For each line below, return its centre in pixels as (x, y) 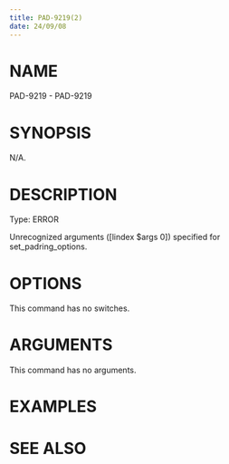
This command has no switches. (70, 308)
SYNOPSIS (51, 133)
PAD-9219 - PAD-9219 (51, 96)
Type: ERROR (34, 219)
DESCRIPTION (63, 194)
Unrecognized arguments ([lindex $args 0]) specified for (115, 237)
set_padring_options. (48, 246)
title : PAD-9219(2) (46, 18)
